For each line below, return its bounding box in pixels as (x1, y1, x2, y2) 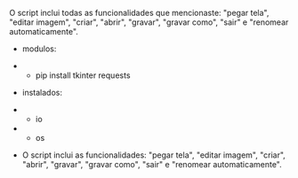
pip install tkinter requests (35, 70, 131, 81)
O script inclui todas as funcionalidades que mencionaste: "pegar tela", (9, 8, 270, 18)
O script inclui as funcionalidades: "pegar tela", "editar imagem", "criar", (21, 150, 286, 160)
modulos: (21, 43, 57, 54)
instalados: (21, 88, 62, 97)
